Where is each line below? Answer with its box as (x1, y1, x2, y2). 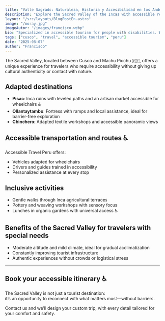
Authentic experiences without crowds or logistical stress (12, 255, 129, 261)
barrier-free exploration (12, 114, 60, 120)
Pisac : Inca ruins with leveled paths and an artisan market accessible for (12, 96, 159, 102)
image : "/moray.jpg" (5, 21, 48, 26)
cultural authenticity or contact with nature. (5, 68, 92, 74)
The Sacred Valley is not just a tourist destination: (5, 290, 106, 296)
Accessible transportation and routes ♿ (5, 134, 129, 142)
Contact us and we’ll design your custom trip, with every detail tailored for (5, 305, 155, 311)
